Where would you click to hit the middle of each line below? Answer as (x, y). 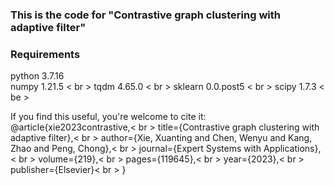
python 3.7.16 (37, 76)
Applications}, (292, 149)
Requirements (45, 54)
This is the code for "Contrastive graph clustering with (145, 15)
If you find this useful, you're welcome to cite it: (108, 117)
